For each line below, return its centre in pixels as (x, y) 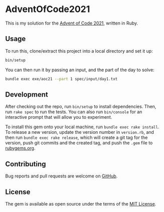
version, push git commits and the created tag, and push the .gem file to (79, 143)
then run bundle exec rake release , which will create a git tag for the (76, 138)
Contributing (26, 164)
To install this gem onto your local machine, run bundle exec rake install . (82, 127)
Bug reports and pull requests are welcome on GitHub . (61, 176)
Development (27, 94)
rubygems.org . (20, 148)
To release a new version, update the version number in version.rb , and (80, 132)
